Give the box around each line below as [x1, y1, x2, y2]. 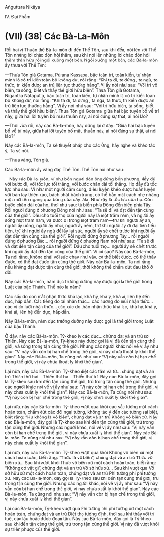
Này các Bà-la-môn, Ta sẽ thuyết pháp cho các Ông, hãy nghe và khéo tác [5, 142, 155, 148]
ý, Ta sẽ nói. [5, 147, 29, 153]
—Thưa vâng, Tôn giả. [5, 157, 50, 163]
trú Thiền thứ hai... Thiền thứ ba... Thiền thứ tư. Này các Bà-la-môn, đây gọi [5, 373, 157, 379]
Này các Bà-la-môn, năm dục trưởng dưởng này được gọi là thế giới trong [5, 278, 153, 284]
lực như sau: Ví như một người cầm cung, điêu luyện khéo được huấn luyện [5, 186, 156, 192]
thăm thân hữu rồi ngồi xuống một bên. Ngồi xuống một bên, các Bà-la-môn [5, 57, 158, 63]
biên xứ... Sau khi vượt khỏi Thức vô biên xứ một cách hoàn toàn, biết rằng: [5, 459, 156, 465]
